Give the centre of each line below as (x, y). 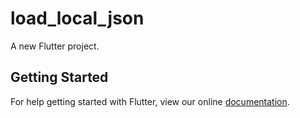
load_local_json (77, 18)
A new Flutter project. (55, 46)
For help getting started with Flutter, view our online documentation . (150, 101)
